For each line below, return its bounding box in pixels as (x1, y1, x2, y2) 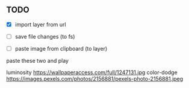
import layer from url (14, 20, 66, 28)
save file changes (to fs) (14, 33, 75, 40)
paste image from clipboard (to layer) (14, 45, 108, 52)
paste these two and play (6, 57, 69, 64)
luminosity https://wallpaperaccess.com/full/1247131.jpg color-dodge (6, 69, 178, 76)
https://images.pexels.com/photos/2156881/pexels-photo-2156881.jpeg (6, 75, 184, 82)
